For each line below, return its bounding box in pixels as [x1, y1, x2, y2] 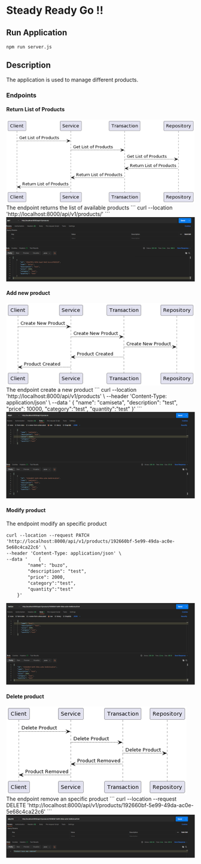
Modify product [6, 506, 46, 513]
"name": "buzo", [28, 562, 68, 568]
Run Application [6, 28, 68, 38]
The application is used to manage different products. [6, 76, 139, 83]
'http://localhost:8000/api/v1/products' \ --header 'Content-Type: [6, 393, 167, 400]
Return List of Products [6, 106, 65, 113]
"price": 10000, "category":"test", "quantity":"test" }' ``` [6, 405, 142, 412]
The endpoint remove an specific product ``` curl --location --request [6, 795, 177, 802]
